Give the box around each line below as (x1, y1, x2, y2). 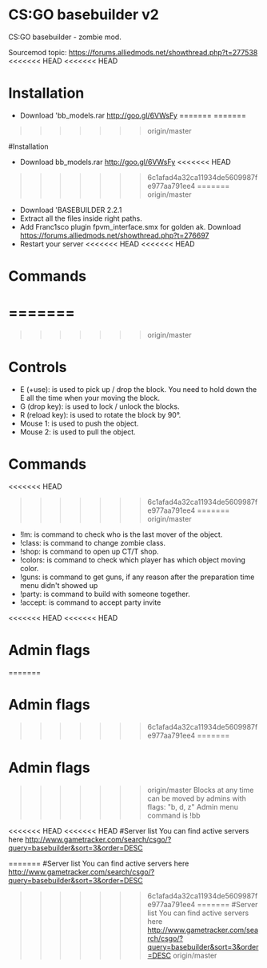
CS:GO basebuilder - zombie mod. (8, 32, 122, 42)
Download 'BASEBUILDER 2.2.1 (19, 205, 122, 214)
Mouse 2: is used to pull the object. (19, 426, 136, 437)
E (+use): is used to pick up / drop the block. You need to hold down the (19, 384, 257, 394)
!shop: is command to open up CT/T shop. (19, 546, 159, 556)
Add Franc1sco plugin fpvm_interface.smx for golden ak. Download (19, 222, 241, 231)
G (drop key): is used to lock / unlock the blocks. (19, 402, 180, 411)
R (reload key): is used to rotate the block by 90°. (19, 410, 181, 419)
